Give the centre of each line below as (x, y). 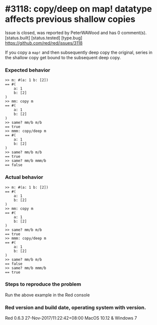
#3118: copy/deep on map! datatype (78, 9)
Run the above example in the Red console (48, 295)
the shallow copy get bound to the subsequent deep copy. (63, 57)
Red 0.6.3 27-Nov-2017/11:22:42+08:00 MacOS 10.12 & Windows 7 (71, 318)
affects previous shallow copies (70, 19)
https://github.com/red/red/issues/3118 (44, 43)
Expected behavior (28, 70)
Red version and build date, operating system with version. (76, 308)
